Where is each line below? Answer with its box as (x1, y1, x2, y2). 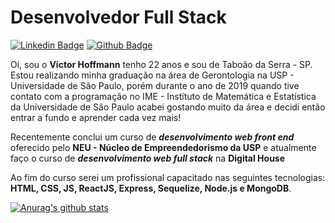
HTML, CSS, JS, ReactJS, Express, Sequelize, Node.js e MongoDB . (10, 182, 292, 194)
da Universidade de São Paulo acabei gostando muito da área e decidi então (10, 101, 326, 113)
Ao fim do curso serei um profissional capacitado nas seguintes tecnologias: (10, 171, 326, 183)
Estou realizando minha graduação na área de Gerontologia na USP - (10, 69, 295, 81)
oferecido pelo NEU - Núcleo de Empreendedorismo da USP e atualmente (10, 141, 317, 153)
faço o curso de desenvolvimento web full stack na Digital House (10, 152, 286, 164)
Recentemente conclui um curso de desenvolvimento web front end (10, 131, 295, 143)
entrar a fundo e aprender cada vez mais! (10, 111, 182, 123)
